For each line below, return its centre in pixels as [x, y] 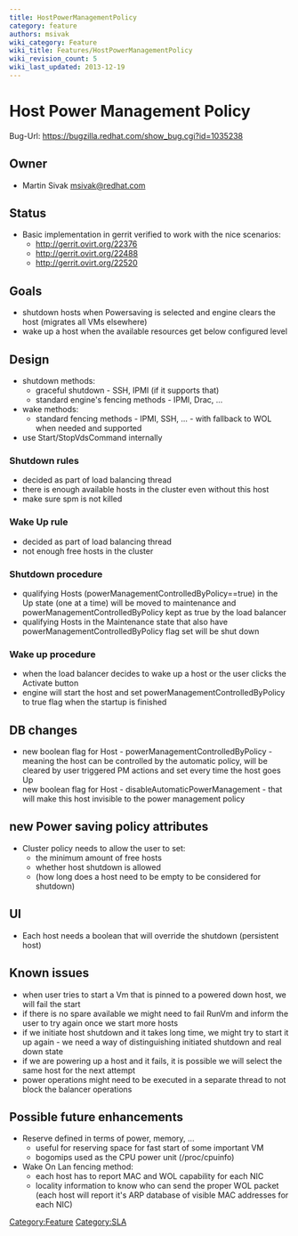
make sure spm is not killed [72, 499]
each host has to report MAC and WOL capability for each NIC [149, 1176]
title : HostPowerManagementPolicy [73, 17]
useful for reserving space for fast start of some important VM [149, 1148]
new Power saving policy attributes [109, 827]
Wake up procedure [52, 654]
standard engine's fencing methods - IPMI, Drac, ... [129, 400]
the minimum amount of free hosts [99, 858]
